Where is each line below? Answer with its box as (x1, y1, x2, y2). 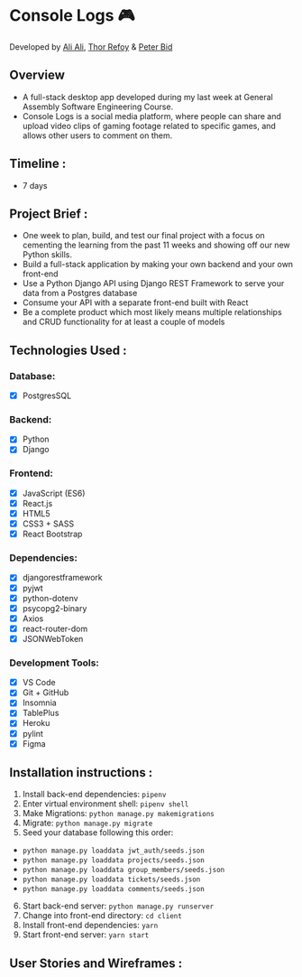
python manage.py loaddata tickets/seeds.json (22, 875, 201, 884)
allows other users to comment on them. (22, 130, 173, 141)
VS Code (22, 677, 56, 688)
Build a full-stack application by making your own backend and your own (22, 259, 294, 270)
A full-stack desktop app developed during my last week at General (22, 91, 273, 102)
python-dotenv (22, 592, 78, 603)
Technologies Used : (9, 342, 127, 358)
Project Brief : (9, 206, 88, 221)
